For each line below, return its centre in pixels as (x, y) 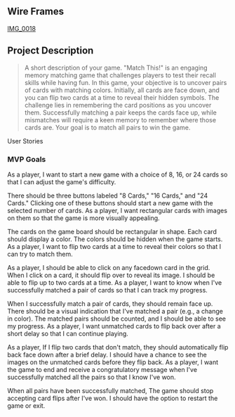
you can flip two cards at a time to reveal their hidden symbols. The (122, 97)
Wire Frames (36, 12)
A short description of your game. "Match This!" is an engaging (116, 68)
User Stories (25, 141)
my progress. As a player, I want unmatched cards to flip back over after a (114, 326)
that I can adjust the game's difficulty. (62, 181)
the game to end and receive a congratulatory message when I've (102, 369)
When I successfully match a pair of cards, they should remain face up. (110, 303)
